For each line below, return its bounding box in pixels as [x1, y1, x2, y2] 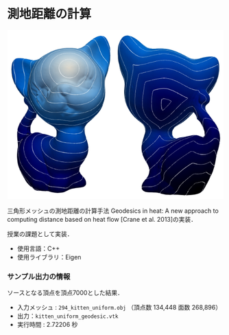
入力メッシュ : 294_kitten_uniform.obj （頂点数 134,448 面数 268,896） [16, 303, 221, 312]
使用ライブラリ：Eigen [16, 253, 82, 262]
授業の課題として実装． [7, 230, 73, 238]
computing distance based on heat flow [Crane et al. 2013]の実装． [7, 216, 197, 224]
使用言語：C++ [16, 244, 60, 253]
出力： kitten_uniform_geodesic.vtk [16, 312, 119, 320]
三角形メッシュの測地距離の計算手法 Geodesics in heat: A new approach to [7, 207, 219, 215]
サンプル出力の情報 [7, 272, 71, 281]
